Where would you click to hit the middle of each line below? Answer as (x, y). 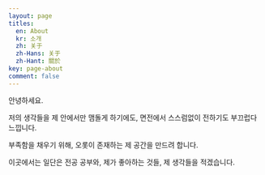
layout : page (30, 16)
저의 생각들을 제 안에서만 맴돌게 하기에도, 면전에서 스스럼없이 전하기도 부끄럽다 (133, 117)
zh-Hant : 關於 (38, 62)
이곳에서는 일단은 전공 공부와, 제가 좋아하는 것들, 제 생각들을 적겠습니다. (122, 162)
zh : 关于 (29, 46)
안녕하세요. (26, 100)
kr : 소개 (29, 38)
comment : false (34, 76)
